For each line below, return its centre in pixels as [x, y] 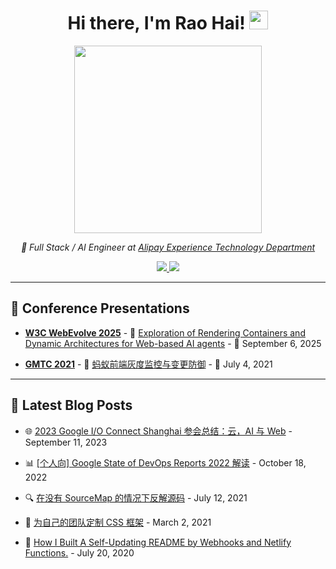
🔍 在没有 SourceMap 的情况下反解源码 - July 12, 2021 [136, 497]
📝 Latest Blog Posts [71, 405]
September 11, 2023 [66, 442]
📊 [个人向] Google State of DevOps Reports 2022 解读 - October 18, [165, 462]
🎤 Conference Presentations [100, 308]
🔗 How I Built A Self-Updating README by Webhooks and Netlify [158, 542]
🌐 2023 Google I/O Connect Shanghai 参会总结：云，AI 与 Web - [158, 431]
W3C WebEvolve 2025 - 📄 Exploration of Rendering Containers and [165, 332]
